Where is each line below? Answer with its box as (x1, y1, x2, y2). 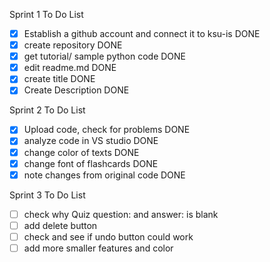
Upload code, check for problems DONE (23, 124, 191, 136)
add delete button (23, 219, 98, 231)
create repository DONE (23, 39, 123, 51)
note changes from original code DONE (23, 169, 186, 181)
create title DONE (23, 73, 96, 85)
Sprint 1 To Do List (9, 9, 84, 20)
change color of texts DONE (23, 146, 140, 158)
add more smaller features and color (23, 242, 174, 254)
